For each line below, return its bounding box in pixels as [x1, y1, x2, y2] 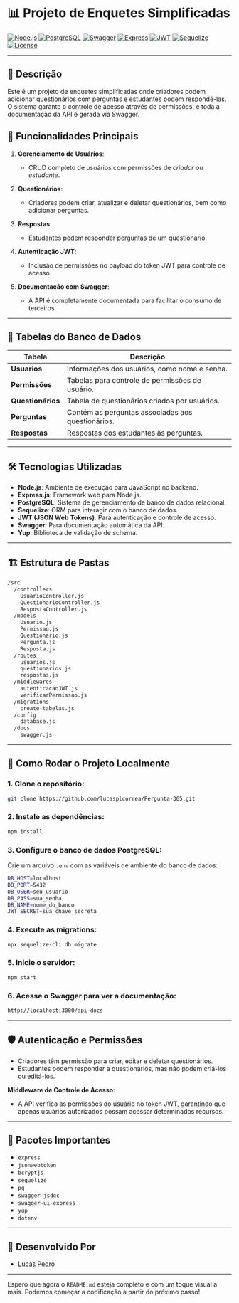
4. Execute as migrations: [7, 925, 97, 935]
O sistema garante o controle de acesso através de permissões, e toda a [7, 102, 221, 110]
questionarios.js [20, 665, 72, 672]
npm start [7, 974, 37, 981]
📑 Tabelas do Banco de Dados [7, 331, 142, 343]
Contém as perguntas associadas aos [66, 408, 193, 418]
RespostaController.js [20, 606, 87, 613]
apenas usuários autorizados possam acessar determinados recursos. [17, 1107, 224, 1115]
